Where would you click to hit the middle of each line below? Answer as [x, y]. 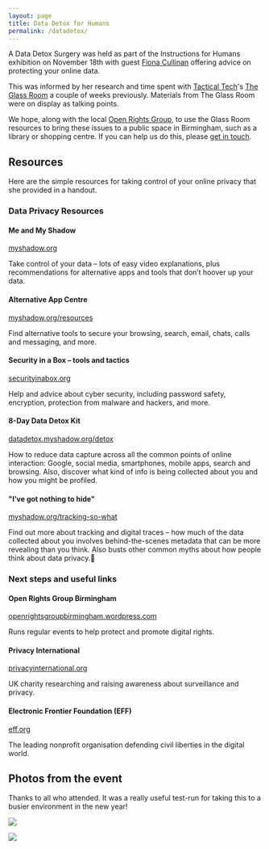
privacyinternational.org [48, 668]
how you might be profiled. [53, 480]
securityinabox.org [39, 378]
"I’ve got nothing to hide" [52, 498]
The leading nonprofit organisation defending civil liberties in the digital [126, 745]
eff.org [19, 729]
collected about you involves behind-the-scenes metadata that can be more [134, 541]
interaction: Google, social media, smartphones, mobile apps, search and [130, 463]
